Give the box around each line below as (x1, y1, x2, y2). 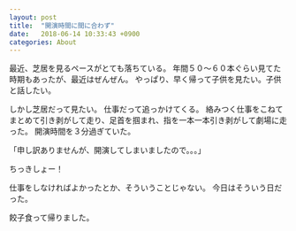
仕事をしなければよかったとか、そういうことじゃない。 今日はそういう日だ (9, 182, 283, 193)
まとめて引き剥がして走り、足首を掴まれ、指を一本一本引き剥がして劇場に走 (9, 115, 287, 126)
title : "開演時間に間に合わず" (9, 21, 115, 30)
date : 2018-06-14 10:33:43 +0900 (9, 29, 140, 38)
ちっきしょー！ (9, 164, 64, 174)
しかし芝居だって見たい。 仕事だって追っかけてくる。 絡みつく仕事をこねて (9, 104, 284, 115)
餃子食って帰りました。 (9, 212, 95, 223)
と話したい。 (9, 85, 56, 96)
